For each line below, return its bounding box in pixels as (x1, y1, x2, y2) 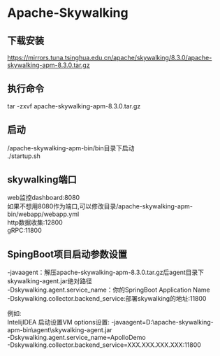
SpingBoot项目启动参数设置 (7, 248, 128, 260)
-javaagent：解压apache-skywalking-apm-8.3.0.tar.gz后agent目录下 (7, 268, 205, 277)
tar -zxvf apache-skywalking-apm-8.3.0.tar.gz (7, 101, 141, 110)
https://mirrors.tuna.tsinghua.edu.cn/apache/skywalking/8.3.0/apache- (7, 54, 212, 62)
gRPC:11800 (7, 226, 42, 235)
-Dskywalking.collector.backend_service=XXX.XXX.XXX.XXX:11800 (7, 341, 201, 349)
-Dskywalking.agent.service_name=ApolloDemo (7, 334, 146, 342)
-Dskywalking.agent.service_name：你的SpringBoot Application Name (7, 285, 211, 294)
